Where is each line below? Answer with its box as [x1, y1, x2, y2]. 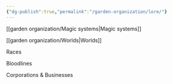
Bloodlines [6, 60, 32, 67]
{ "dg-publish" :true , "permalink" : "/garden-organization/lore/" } [6, 8, 168, 15]
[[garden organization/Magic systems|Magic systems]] [6, 25, 142, 32]
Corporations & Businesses [6, 71, 74, 78]
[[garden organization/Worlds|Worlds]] [6, 36, 102, 43]
